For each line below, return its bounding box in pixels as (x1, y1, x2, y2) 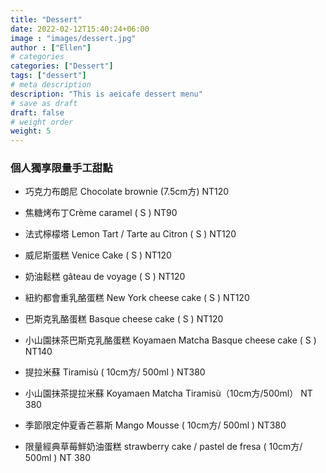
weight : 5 (10, 126, 52, 136)
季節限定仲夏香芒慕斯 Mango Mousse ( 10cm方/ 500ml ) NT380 (24, 419, 287, 431)
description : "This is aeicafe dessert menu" (10, 89, 203, 99)
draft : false (10, 107, 65, 118)
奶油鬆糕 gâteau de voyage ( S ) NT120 (24, 271, 186, 283)
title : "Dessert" (10, 14, 83, 25)
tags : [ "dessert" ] (10, 71, 87, 81)
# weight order (10, 117, 74, 127)
